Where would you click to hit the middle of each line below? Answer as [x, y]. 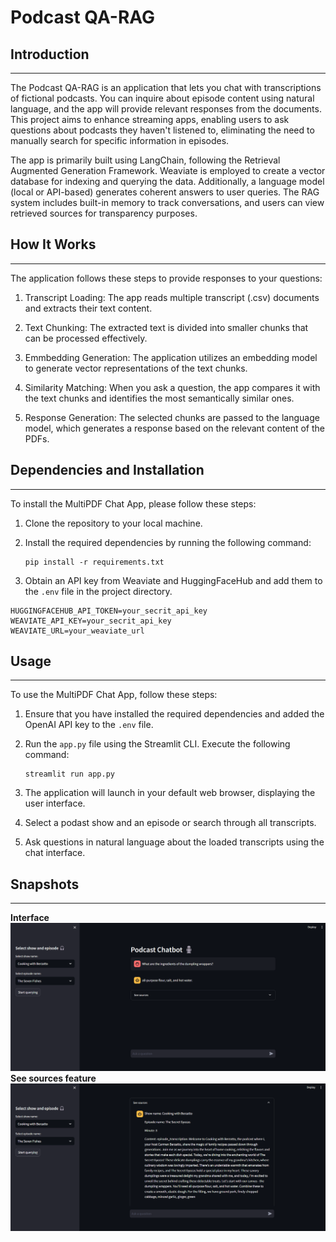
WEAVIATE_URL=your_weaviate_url [77, 631]
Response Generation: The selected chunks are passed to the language [172, 417]
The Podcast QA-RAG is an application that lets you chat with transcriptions [166, 87]
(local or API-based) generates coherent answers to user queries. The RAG [165, 192]
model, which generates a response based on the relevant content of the [174, 428]
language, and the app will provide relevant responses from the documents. [166, 109]
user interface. [55, 803]
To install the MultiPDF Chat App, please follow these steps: [133, 503]
